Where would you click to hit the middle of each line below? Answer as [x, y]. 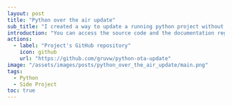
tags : [15, 71]
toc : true [21, 90]
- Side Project [35, 84]
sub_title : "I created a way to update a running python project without [116, 26]
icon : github [38, 52]
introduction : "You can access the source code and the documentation [111, 33]
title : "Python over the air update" [61, 20]
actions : [20, 39]
